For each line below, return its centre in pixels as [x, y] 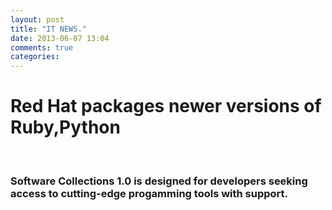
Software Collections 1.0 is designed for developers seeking [159, 181]
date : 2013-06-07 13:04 [60, 38]
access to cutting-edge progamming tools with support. [149, 193]
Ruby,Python [65, 127]
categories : [35, 57]
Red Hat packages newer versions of [166, 106]
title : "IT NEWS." [48, 29]
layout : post [37, 19]
